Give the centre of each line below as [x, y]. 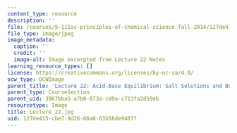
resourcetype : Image [38, 106]
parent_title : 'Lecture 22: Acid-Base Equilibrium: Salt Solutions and [115, 86]
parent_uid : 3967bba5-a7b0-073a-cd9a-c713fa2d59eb [83, 99]
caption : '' [31, 46]
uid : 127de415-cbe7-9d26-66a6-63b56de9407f [72, 118]
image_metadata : [31, 40]
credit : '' [30, 53]
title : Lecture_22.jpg [41, 112]
